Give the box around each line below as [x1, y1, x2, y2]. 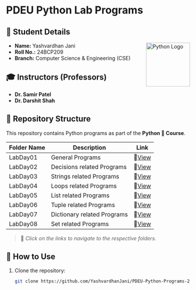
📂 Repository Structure [6, 114, 91, 124]
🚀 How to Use [6, 252, 55, 262]
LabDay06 [9, 201, 38, 209]
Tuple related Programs [51, 201, 116, 209]
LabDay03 [9, 172, 38, 180]
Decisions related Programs [51, 163, 127, 171]
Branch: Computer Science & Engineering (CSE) [14, 55, 131, 61]
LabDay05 [9, 191, 38, 199]
